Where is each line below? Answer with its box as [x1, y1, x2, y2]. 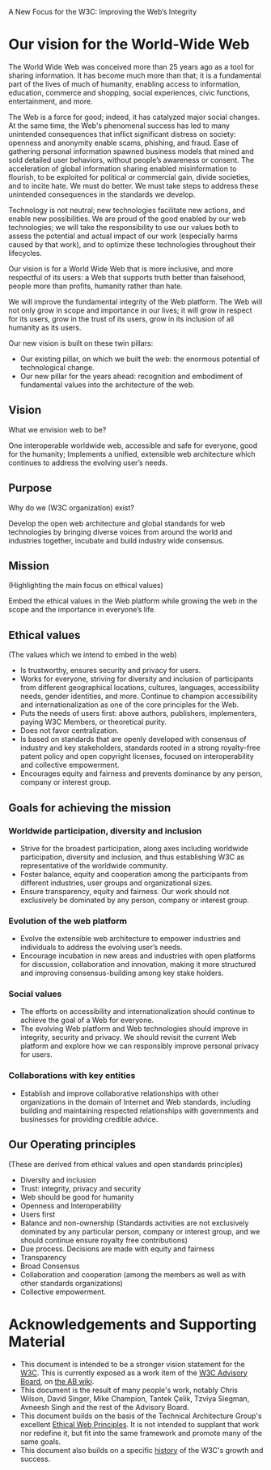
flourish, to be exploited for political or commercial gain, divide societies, [8, 172, 251, 181]
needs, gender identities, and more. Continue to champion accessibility [19, 692, 258, 701]
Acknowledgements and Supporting [8, 1315, 257, 1333]
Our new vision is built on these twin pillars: [8, 338, 154, 347]
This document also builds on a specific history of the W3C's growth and [19, 1445, 264, 1455]
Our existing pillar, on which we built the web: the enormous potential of [19, 354, 260, 364]
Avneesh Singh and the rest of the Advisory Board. [19, 1402, 190, 1412]
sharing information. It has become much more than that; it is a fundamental [8, 70, 261, 80]
